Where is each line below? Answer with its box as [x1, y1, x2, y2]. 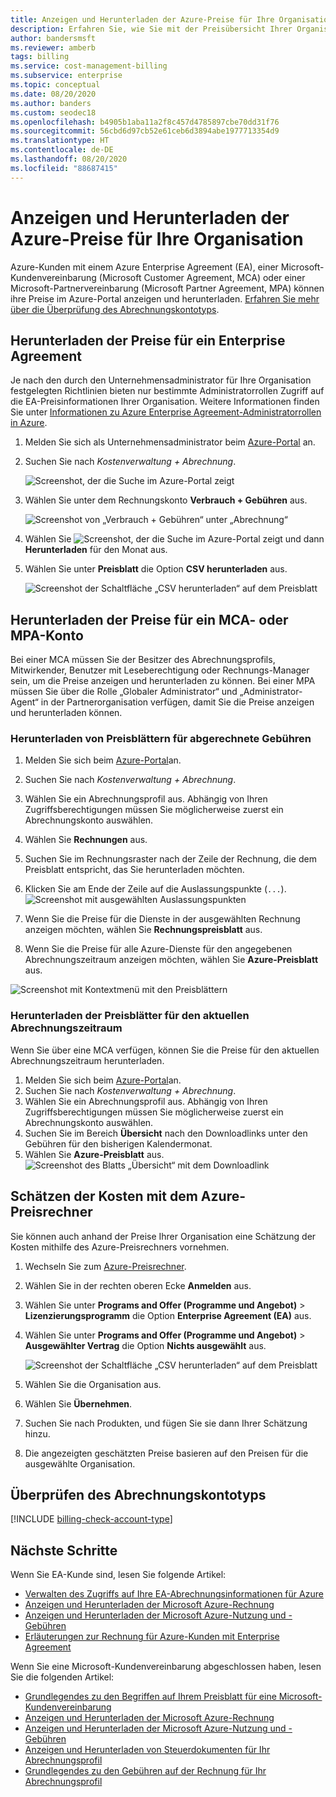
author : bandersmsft [10, 33, 97, 43]
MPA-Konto [10, 627, 84, 644]
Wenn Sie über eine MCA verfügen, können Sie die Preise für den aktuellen [10, 1044, 320, 1056]
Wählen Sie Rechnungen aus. [24, 834, 148, 846]
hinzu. [24, 1427, 51, 1440]
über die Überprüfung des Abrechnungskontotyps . [10, 303, 220, 315]
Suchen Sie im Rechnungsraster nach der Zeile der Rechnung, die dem [24, 853, 317, 865]
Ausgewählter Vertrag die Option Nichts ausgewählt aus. [24, 1339, 267, 1351]
